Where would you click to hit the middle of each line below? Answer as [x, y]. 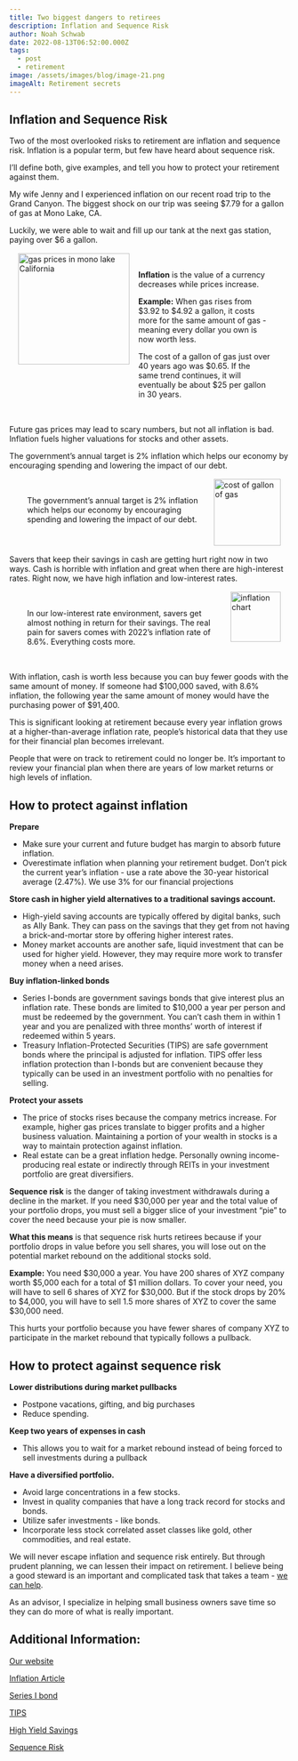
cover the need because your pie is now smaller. [98, 1220]
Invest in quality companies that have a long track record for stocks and [153, 1502]
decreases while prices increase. [199, 285]
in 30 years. [160, 394]
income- [264, 1155]
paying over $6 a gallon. [53, 240]
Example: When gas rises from [195, 302]
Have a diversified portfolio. [62, 1475]
